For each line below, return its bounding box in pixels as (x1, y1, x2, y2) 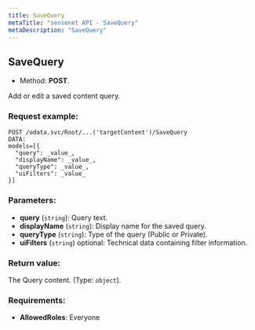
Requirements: (8, 295, 66, 306)
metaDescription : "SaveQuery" (8, 26, 107, 34)
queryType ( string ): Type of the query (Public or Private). (19, 229, 208, 239)
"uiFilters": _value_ (15, 170, 86, 178)
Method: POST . (19, 76, 70, 86)
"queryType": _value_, (15, 163, 89, 171)
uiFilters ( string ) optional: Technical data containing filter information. (19, 237, 248, 247)
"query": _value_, (15, 149, 76, 157)
